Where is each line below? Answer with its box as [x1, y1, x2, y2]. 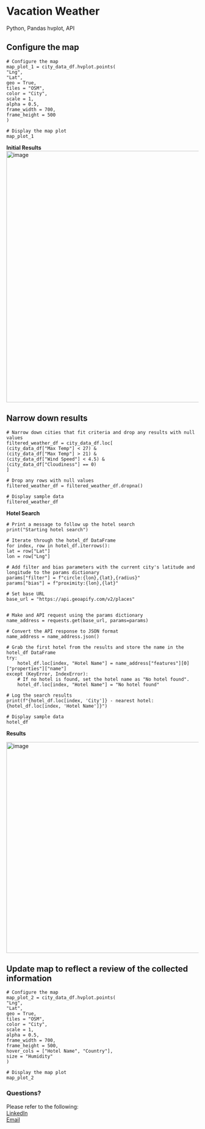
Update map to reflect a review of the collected [6, 964, 188, 974]
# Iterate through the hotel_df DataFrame [6, 537, 116, 543]
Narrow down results [6, 413, 88, 424]
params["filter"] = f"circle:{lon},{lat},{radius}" [6, 575, 140, 581]
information [6, 973, 52, 984]
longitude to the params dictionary [6, 569, 99, 575]
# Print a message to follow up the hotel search [6, 521, 135, 528]
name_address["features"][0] [115, 660, 190, 666]
